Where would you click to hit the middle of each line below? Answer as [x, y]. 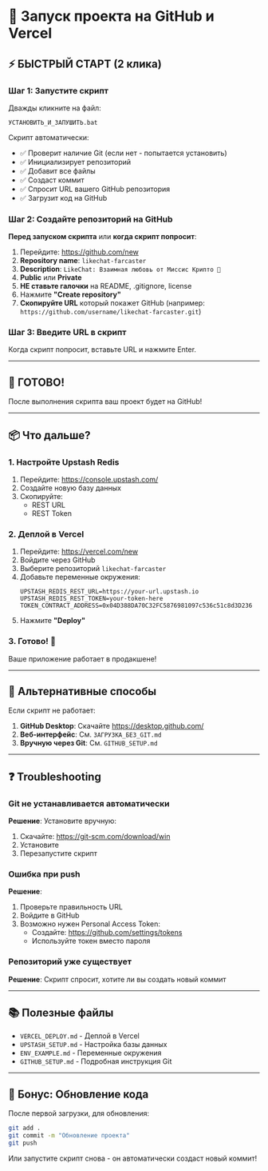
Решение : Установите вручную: [63, 821]
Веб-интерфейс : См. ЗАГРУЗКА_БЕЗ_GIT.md [91, 734]
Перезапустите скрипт [59, 853]
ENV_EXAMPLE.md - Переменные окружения [91, 1053]
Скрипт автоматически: [49, 137]
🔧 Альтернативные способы [83, 691]
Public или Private [51, 278]
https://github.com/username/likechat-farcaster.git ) [110, 312]
